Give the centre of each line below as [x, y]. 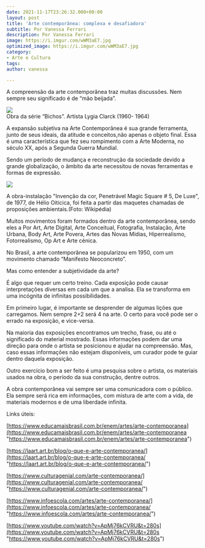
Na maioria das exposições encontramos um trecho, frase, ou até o [91, 333]
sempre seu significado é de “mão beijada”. [61, 98]
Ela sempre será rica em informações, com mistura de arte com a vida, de [100, 396]
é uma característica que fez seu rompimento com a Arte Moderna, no [95, 141]
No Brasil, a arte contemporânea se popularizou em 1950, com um [90, 253]
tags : [13, 63]
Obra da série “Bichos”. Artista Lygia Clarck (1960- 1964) [78, 117]
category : [19, 52]
